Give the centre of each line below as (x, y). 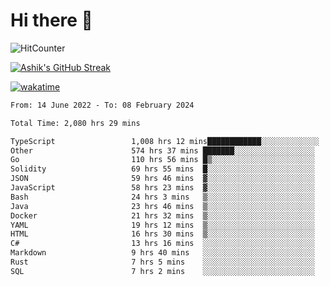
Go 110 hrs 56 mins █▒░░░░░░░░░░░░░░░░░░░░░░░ (162, 160)
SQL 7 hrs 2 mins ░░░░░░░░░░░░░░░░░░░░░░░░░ (162, 271)
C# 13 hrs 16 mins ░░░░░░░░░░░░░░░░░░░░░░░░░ (162, 244)
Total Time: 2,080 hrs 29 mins (75, 123)
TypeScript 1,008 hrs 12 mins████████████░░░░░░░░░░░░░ (165, 141)
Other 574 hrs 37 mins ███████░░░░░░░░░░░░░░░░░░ (162, 150)
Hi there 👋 (51, 20)
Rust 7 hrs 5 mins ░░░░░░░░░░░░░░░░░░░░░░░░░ (162, 262)
